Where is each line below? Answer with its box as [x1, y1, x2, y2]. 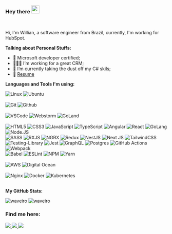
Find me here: [5, 210, 41, 218]
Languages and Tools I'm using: [5, 81, 75, 87]
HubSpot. [5, 35, 26, 41]
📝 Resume [12, 71, 34, 77]
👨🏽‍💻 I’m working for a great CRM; [12, 60, 84, 67]
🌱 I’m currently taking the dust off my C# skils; [12, 66, 111, 72]
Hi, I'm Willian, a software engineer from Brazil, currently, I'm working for [5, 30, 159, 36]
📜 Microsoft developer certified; [12, 55, 81, 61]
